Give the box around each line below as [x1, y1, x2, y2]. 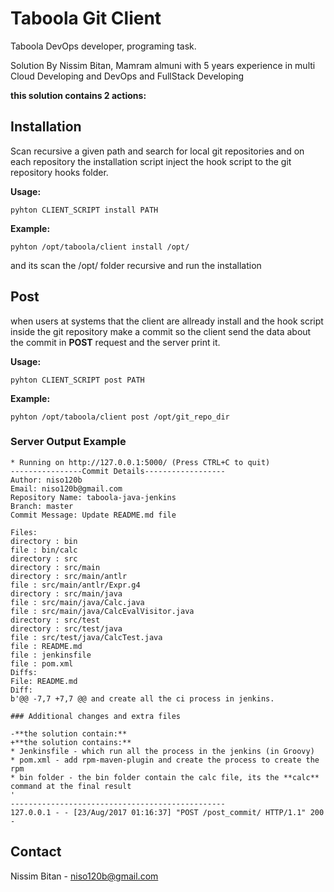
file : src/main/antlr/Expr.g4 [10, 580, 141, 590]
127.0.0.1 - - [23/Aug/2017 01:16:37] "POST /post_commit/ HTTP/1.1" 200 [10, 807, 325, 817]
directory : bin [10, 536, 78, 546]
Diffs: [10, 667, 38, 677]
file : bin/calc [10, 545, 78, 555]
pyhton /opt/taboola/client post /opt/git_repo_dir [10, 412, 230, 422]
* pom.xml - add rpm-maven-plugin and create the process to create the [10, 755, 320, 765]
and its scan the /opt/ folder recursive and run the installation [10, 259, 262, 271]
